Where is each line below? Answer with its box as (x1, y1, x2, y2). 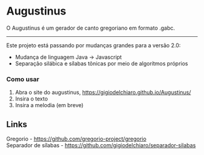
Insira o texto (15, 95, 49, 102)
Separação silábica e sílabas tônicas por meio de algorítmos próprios (15, 59, 188, 67)
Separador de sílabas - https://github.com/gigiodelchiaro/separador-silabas (6, 142, 196, 149)
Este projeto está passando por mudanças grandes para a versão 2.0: (6, 41, 181, 49)
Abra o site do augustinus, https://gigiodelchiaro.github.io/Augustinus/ (15, 89, 191, 96)
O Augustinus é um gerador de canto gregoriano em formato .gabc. (6, 24, 175, 31)
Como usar (6, 74, 39, 83)
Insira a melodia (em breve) (15, 102, 84, 109)
